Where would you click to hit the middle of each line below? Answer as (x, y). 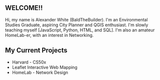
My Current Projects (36, 50)
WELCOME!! (24, 8)
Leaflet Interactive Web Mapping (45, 67)
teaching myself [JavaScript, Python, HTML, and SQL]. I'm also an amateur (80, 30)
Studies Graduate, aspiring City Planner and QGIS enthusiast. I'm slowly (77, 25)
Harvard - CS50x (29, 62)
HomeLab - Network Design (40, 72)
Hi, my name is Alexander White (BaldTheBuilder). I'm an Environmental (76, 19)
